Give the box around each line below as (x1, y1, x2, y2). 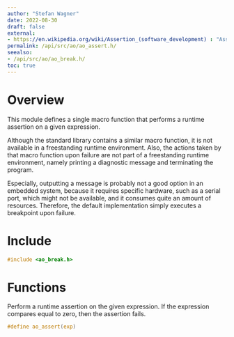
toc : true (7, 62, 36, 69)
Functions (7, 279, 66, 295)
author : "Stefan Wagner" (7, 10, 79, 17)
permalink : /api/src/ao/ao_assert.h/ (7, 42, 117, 49)
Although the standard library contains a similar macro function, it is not (7, 136, 213, 144)
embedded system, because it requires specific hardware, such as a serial (7, 186, 221, 195)
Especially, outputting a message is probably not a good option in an (7, 179, 204, 187)
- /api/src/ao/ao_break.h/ (7, 56, 86, 63)
